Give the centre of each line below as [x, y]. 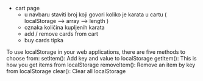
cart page [27, 8]
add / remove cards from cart [61, 34]
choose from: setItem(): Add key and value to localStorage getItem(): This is [101, 58]
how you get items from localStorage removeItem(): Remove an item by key [101, 65]
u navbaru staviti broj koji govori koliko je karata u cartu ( [95, 15]
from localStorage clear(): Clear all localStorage [66, 71]
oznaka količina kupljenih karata [64, 27]
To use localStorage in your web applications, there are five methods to [96, 52]
